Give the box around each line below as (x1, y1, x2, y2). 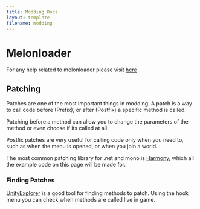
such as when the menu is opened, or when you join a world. (6, 143, 158, 150)
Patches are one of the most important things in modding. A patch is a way (6, 100, 192, 107)
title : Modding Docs (6, 8, 59, 15)
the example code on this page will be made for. (6, 161, 126, 168)
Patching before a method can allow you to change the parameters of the (6, 118, 189, 125)
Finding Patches (6, 176, 55, 185)
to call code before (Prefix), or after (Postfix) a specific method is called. (6, 107, 186, 114)
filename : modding (6, 20, 53, 26)
